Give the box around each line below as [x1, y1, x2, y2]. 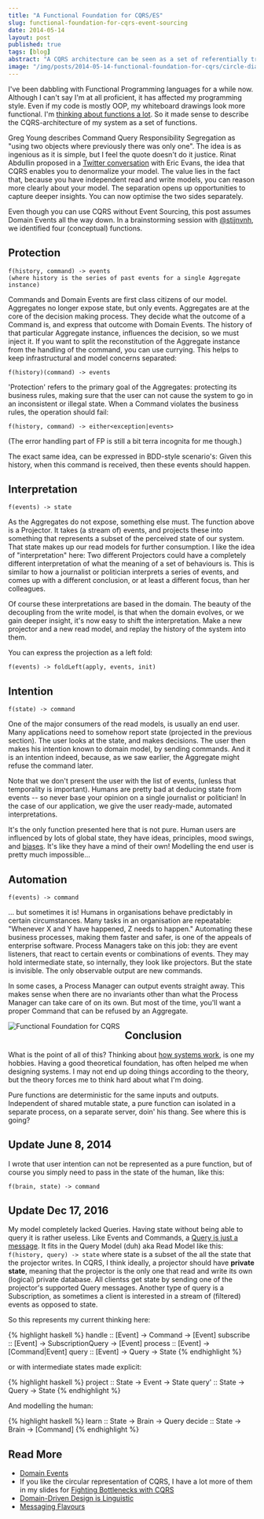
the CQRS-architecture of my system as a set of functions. [8, 117, 198, 127]
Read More [8, 1447, 63, 1461]
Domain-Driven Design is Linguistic [19, 1494, 134, 1503]
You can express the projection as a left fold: [8, 648, 153, 658]
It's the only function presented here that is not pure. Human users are [8, 825, 236, 835]
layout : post [8, 33, 51, 42]
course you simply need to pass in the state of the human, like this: [8, 1167, 225, 1177]
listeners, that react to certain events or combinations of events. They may [8, 949, 249, 958]
